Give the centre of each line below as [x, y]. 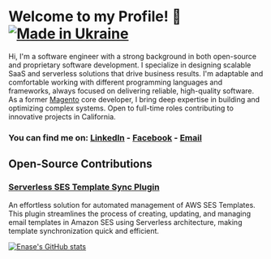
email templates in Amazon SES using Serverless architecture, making [125, 222]
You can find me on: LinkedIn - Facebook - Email [105, 137]
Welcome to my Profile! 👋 [95, 17]
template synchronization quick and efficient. [84, 231]
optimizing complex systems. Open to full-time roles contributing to [121, 108]
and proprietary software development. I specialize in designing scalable [130, 65]
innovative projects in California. [62, 116]
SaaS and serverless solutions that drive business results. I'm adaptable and [136, 73]
